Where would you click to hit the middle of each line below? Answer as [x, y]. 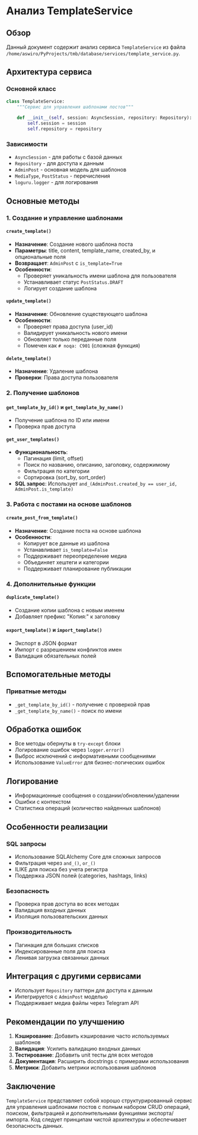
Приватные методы [36, 691]
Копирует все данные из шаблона [66, 543]
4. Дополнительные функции [51, 584]
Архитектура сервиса [49, 72]
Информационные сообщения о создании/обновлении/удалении [97, 796]
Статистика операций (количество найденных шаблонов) [88, 808]
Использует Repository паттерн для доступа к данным [84, 991]
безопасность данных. [35, 1125]
